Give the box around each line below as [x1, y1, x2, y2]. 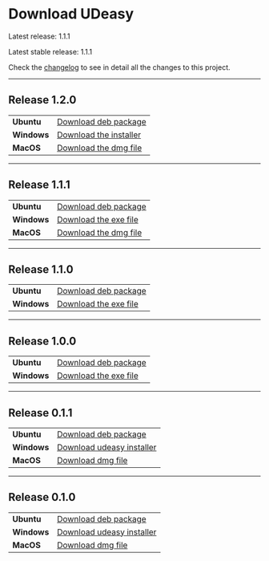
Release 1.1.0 [8, 262, 74, 276]
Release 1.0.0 [8, 334, 77, 348]
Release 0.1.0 [8, 490, 76, 504]
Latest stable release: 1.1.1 [8, 47, 93, 56]
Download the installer [57, 129, 142, 140]
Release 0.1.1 [8, 406, 73, 420]
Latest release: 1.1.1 [8, 31, 70, 41]
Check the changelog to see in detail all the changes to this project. [8, 62, 231, 72]
